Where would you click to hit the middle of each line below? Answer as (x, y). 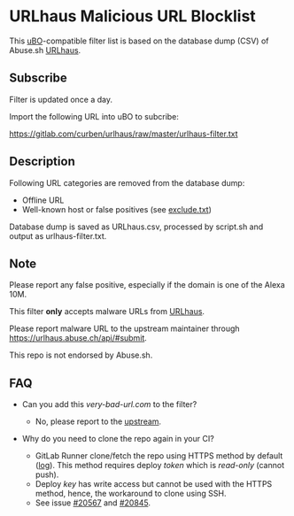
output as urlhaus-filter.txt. (58, 235)
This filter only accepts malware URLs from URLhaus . (107, 312)
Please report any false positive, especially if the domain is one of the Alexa (147, 285)
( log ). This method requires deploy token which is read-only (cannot (160, 466)
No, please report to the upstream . (98, 421)
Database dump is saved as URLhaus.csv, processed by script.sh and (136, 227)
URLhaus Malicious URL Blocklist (133, 16)
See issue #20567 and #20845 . (93, 503)
